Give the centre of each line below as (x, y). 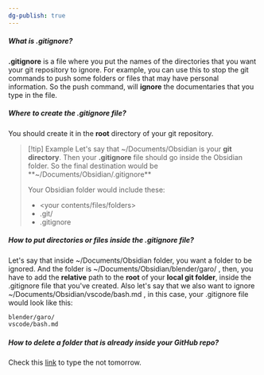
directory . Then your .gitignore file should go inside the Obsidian (135, 157)
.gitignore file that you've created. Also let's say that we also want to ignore (132, 285)
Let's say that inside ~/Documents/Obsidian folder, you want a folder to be (130, 260)
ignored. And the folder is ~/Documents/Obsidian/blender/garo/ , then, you (131, 268)
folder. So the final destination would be (93, 166)
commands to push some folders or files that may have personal (114, 78)
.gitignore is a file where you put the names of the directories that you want (132, 61)
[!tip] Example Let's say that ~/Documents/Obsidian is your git (130, 149)
